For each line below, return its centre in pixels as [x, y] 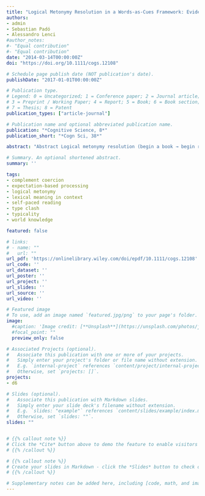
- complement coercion [35, 180]
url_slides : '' [26, 287]
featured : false [27, 231]
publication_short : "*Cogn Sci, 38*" [54, 136]
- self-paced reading [34, 203]
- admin [16, 23]
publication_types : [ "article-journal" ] [59, 113]
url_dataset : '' [27, 270]
